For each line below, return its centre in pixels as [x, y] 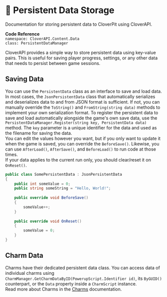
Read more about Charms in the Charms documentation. [63, 289]
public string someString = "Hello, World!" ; [63, 188]
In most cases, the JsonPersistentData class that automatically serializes [80, 96]
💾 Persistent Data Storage [60, 10]
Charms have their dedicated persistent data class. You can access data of [83, 268]
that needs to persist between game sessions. [53, 63]
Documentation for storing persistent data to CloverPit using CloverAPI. [79, 24]
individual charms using [30, 273]
